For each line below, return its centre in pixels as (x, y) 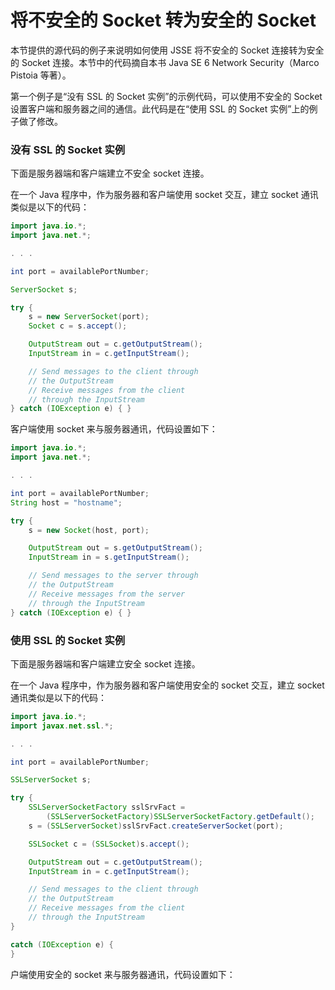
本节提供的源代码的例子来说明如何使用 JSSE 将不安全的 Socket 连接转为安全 (167, 50)
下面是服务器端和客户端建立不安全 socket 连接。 (110, 173)
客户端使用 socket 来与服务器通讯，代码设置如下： (114, 429)
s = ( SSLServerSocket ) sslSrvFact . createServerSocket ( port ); (156, 826)
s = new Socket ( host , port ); (89, 530)
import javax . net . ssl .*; (62, 726)
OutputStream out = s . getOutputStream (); (115, 548)
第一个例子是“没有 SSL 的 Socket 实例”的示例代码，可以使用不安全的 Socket (166, 96)
